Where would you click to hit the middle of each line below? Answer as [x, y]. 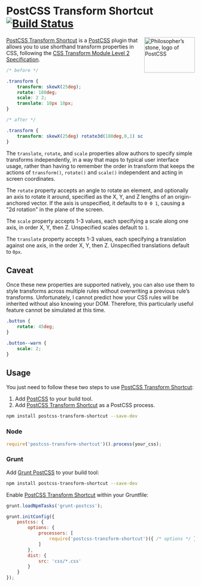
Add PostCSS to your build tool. [54, 399]
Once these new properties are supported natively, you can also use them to [100, 285]
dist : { [37, 555]
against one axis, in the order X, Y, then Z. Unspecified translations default [98, 245]
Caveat [20, 270]
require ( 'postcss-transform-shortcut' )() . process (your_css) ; [84, 444]
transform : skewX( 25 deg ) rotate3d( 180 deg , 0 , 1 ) [76, 136]
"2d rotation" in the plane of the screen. [55, 209]
